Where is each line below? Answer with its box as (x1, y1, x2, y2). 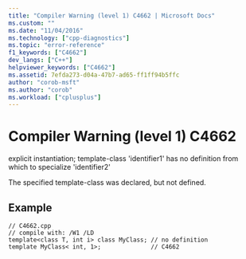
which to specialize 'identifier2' (8, 163, 111, 172)
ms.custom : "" (8, 19, 56, 27)
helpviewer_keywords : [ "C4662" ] (8, 64, 115, 72)
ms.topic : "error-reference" (8, 41, 105, 49)
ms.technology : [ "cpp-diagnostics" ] (8, 33, 130, 42)
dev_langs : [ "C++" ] (8, 57, 73, 65)
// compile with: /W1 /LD (8, 229, 94, 237)
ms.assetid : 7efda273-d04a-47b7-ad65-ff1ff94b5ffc (8, 71, 180, 79)
